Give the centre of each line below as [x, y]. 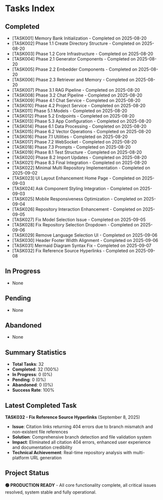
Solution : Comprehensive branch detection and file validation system [82, 437]
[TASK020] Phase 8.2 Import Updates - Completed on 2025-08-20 [80, 157]
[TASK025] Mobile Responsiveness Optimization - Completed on [77, 199]
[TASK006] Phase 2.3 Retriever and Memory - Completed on [73, 80]
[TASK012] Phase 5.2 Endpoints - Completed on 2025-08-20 [73, 116]
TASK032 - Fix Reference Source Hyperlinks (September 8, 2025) [73, 417]
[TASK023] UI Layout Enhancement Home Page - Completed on [76, 178]
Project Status [27, 473]
